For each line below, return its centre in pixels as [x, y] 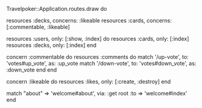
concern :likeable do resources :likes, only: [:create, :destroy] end [89, 82]
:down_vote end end [32, 70]
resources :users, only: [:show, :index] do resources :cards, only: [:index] [98, 39]
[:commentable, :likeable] [38, 27]
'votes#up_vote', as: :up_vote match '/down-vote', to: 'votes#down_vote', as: [101, 63]
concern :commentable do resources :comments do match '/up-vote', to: [97, 57]
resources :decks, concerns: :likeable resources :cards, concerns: [89, 20]
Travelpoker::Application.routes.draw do [57, 9]
